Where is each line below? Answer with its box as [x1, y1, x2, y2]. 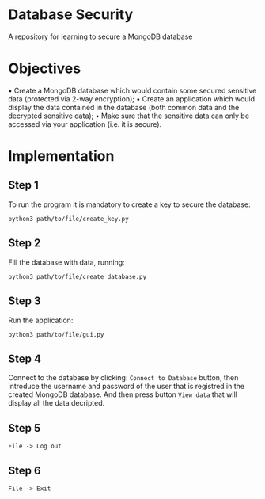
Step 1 [8, 178, 40, 192]
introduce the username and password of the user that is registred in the [8, 382, 245, 391]
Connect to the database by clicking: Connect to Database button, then [8, 373, 239, 383]
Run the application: [8, 315, 74, 325]
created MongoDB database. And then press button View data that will [8, 390, 237, 399]
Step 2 [8, 236, 41, 250]
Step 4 [8, 352, 42, 365]
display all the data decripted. [8, 398, 105, 408]
